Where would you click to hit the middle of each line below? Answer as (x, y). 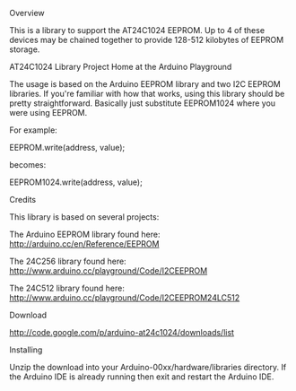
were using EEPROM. (48, 113)
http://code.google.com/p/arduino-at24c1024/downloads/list (122, 332)
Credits (23, 200)
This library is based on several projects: (84, 217)
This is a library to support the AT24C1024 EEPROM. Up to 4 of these (137, 30)
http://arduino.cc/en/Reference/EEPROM (84, 244)
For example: (34, 130)
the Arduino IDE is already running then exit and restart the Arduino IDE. (142, 377)
